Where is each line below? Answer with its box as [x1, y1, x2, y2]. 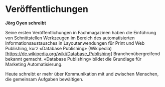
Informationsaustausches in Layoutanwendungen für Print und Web [5, 40, 145, 46]
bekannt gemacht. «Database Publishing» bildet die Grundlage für [5, 56, 142, 62]
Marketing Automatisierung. [5, 61, 63, 67]
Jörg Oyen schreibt [5, 20, 46, 26]
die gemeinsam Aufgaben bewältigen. [5, 76, 84, 82]
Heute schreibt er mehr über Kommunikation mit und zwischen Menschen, [5, 71, 159, 77]
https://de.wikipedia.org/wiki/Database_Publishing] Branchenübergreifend [7, 51, 160, 57]
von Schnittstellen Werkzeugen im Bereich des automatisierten [5, 35, 135, 41]
